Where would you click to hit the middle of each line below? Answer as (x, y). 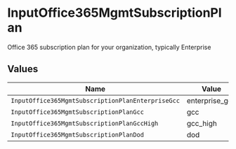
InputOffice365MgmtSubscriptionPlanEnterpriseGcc (96, 100)
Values (23, 69)
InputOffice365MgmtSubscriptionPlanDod (77, 135)
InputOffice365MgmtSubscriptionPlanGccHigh (85, 123)
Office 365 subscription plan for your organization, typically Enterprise (109, 47)
